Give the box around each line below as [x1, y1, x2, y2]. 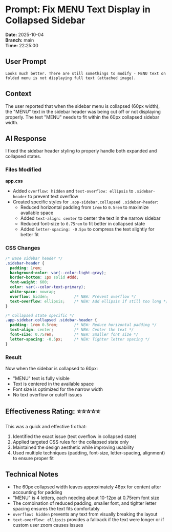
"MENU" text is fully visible [12, 375, 70, 382]
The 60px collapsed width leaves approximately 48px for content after [12, 484, 161, 490]
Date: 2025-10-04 [5, 31, 44, 37]
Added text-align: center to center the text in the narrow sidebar [20, 215, 161, 221]
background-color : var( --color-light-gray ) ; [10, 270, 106, 275]
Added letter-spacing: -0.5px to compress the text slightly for [20, 226, 155, 232]
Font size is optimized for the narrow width [12, 386, 103, 392]
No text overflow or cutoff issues [12, 392, 82, 398]
